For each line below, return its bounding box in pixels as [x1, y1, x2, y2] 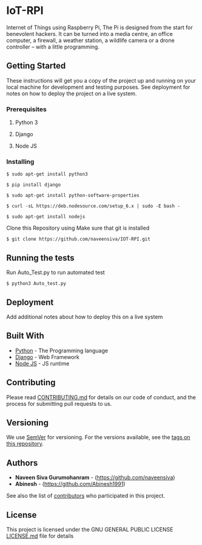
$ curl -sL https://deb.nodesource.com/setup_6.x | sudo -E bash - [6, 203, 181, 210]
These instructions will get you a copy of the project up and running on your [6, 77, 196, 84]
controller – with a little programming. [6, 43, 100, 50]
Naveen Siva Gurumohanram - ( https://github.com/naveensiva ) [15, 474, 175, 481]
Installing [6, 157, 35, 166]
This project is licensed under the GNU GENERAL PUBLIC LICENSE [6, 526, 173, 533]
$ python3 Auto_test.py [6, 281, 67, 287]
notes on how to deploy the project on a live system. [6, 89, 137, 97]
